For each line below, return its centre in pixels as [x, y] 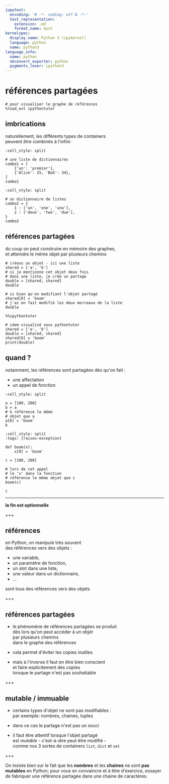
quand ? [18, 358]
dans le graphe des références [44, 643]
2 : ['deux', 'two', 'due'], [45, 212]
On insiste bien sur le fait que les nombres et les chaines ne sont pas [77, 765]
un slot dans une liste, [35, 568]
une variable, [26, 558]
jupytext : [16, 10]
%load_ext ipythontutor [30, 109]
